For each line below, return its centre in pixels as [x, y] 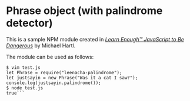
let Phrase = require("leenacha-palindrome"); [64, 72]
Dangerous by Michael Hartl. [41, 46]
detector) [29, 23]
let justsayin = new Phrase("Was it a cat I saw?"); [72, 78]
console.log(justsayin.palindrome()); [54, 83]
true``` [16, 93]
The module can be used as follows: [50, 57]
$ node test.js [25, 88]
